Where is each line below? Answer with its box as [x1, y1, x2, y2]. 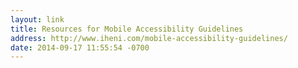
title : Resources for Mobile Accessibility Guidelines [10, 24, 244, 34]
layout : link [10, 14, 65, 25]
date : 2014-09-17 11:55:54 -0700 [10, 42, 150, 53]
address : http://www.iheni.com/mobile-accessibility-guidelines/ [10, 33, 288, 43]
